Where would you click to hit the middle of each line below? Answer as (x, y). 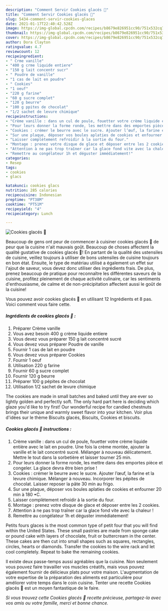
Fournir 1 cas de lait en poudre (44, 350)
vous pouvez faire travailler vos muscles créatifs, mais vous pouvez (75, 567)
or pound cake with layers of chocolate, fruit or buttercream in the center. (81, 536)
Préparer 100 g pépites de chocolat (49, 382)
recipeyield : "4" (24, 209)
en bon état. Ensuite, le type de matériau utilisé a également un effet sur (80, 263)
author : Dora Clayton (28, 42)
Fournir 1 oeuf (27, 360)
